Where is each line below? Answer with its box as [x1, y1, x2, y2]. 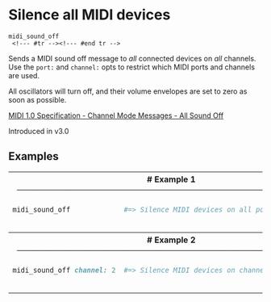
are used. [8, 70, 40, 80]
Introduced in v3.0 [8, 126, 69, 136]
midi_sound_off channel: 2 [12, 265, 116, 275]
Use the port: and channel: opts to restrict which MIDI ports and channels [8, 62, 256, 72]
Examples [8, 149, 59, 163]
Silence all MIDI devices [8, 6, 171, 24]
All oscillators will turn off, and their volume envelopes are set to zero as [8, 86, 248, 96]
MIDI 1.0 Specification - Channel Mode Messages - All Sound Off [8, 111, 224, 120]
